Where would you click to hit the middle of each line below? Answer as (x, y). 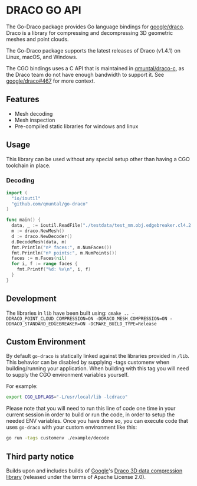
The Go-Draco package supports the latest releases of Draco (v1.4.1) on (93, 50)
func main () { (24, 220)
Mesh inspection (35, 120)
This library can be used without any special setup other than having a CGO (98, 159)
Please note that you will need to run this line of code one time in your (91, 409)
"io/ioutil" (26, 198)
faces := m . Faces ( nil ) (39, 258)
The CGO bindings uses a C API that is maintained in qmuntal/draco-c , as (95, 68)
